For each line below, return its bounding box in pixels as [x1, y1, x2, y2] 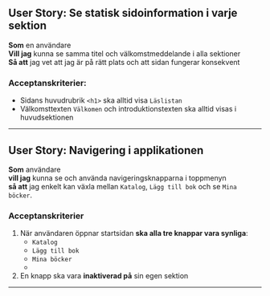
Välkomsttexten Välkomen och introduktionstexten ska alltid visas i [19, 104, 237, 114]
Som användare [8, 164, 61, 174]
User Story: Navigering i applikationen [8, 144, 204, 157]
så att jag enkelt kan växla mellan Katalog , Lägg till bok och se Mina [8, 181, 237, 191]
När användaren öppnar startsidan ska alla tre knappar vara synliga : [19, 229, 248, 238]
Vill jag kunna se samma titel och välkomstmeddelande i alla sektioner [8, 48, 241, 59]
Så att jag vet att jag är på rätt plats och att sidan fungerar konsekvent [8, 57, 240, 67]
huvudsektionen [19, 112, 74, 123]
